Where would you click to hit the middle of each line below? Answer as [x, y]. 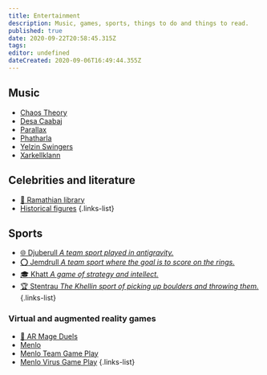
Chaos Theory [44, 112]
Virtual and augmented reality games [82, 319]
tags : [17, 46]
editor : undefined [39, 53]
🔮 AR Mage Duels [49, 336]
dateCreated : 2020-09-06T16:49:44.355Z [75, 61]
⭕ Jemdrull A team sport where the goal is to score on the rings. [127, 263]
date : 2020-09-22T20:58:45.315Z [62, 38]
